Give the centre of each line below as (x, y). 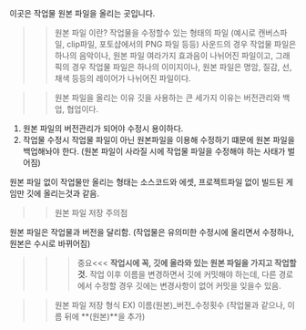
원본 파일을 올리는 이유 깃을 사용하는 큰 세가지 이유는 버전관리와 (167, 98)
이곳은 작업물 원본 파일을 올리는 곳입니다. (82, 13)
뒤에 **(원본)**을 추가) (105, 316)
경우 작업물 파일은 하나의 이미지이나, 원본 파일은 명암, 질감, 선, (182, 67)
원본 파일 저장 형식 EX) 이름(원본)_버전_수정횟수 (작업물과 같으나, (170, 305)
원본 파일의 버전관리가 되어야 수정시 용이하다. (103, 129)
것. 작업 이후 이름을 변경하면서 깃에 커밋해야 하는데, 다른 (177, 274)
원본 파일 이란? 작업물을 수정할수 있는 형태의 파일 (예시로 (155, 33)
